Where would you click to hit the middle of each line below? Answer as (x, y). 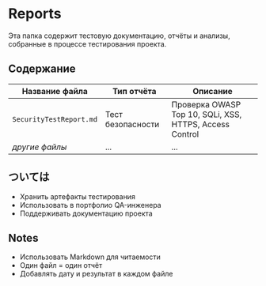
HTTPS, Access (200, 124)
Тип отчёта (134, 91)
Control (185, 134)
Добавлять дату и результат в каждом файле (96, 274)
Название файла (55, 91)
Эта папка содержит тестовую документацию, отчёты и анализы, (120, 36)
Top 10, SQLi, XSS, (207, 114)
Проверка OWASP (206, 104)
